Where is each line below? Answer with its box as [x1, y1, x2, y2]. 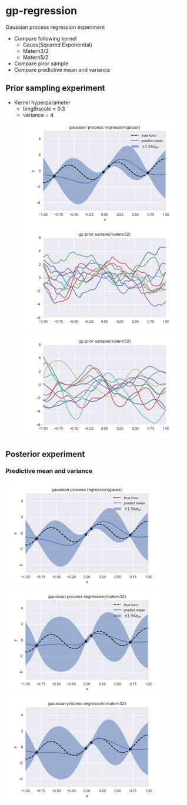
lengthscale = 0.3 [22, 105, 65, 112]
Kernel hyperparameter [14, 99, 71, 106]
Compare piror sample [14, 60, 69, 67]
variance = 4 [22, 111, 54, 118]
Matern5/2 [22, 54, 49, 61]
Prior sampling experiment [5, 83, 105, 93]
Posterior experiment [5, 449, 85, 459]
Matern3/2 [22, 47, 49, 54]
